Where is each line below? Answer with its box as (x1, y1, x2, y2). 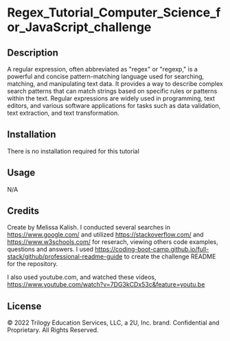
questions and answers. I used (7, 245, 94, 254)
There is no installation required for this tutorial (7, 146, 139, 155)
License (7, 300, 42, 312)
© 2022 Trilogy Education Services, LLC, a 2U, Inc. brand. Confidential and (7, 318, 220, 327)
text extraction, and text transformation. (7, 109, 119, 117)
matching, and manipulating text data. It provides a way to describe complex (7, 80, 223, 87)
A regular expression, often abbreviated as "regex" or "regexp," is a (7, 65, 198, 73)
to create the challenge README (124, 252, 216, 261)
